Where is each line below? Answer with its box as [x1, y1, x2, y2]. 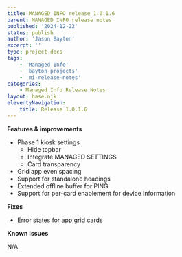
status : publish [7, 29, 54, 36]
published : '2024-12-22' [7, 23, 78, 30]
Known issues [7, 229, 49, 237]
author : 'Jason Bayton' [7, 36, 76, 43]
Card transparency [27, 159, 81, 168]
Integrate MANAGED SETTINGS [27, 153, 117, 161]
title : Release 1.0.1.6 [19, 106, 88, 113]
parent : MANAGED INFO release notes [7, 16, 112, 23]
